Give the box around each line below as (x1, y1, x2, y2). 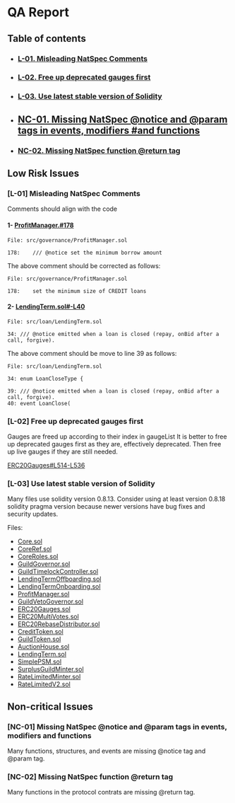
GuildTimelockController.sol (17, 567, 99, 576)
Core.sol (17, 537, 42, 545)
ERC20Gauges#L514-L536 (7, 461, 85, 470)
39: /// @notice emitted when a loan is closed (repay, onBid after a (7, 387, 219, 395)
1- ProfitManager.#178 (7, 221, 74, 229)
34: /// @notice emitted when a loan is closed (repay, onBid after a (7, 330, 219, 337)
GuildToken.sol (17, 635, 61, 644)
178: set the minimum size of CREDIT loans (7, 287, 147, 294)
